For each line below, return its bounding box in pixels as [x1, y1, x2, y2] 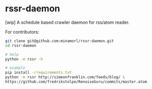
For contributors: [5, 29, 40, 35]
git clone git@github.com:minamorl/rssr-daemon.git [5, 38, 114, 44]
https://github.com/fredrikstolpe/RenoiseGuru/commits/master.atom [5, 80, 148, 85]
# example [5, 65, 26, 71]
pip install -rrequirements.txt [5, 70, 72, 75]
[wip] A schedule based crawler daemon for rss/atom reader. [5, 19, 130, 25]
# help [5, 52, 19, 57]
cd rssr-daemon [5, 43, 37, 48]
